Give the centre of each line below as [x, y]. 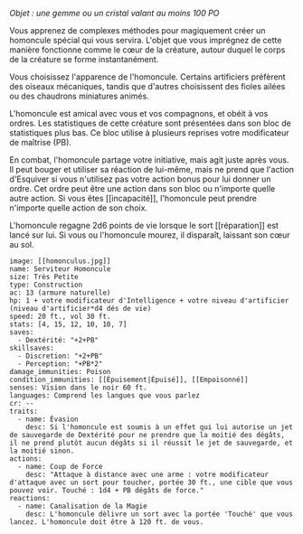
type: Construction [46, 285]
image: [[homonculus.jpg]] [60, 261]
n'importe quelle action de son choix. [78, 208]
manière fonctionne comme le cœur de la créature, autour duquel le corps [147, 50]
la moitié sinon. [42, 451]
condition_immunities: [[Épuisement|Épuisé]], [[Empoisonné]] [129, 379]
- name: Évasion [48, 419]
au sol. [22, 244]
